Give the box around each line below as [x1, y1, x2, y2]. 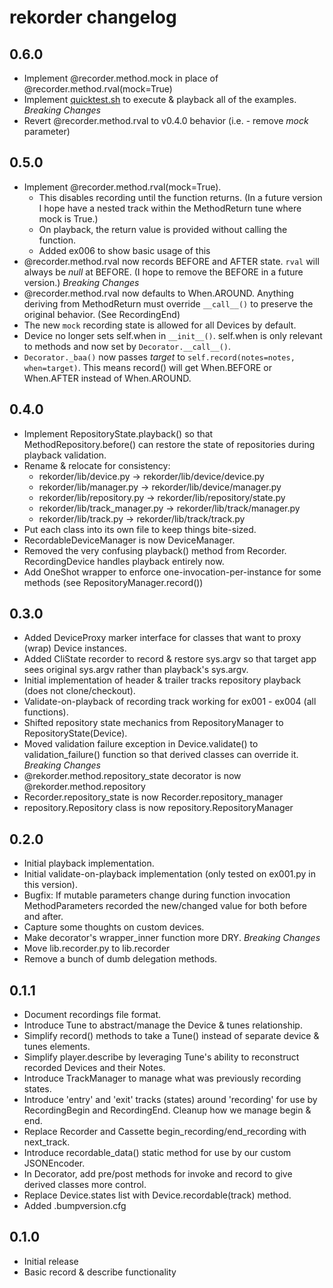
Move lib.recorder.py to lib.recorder [23, 942, 171, 955]
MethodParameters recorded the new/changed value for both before [23, 900, 307, 912]
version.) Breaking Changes [23, 276, 140, 288]
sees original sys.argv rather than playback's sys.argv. [23, 664, 249, 676]
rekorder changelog [9, 6, 177, 29]
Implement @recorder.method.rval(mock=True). [23, 181, 222, 193]
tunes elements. [23, 1041, 91, 1053]
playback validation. [23, 449, 107, 461]
